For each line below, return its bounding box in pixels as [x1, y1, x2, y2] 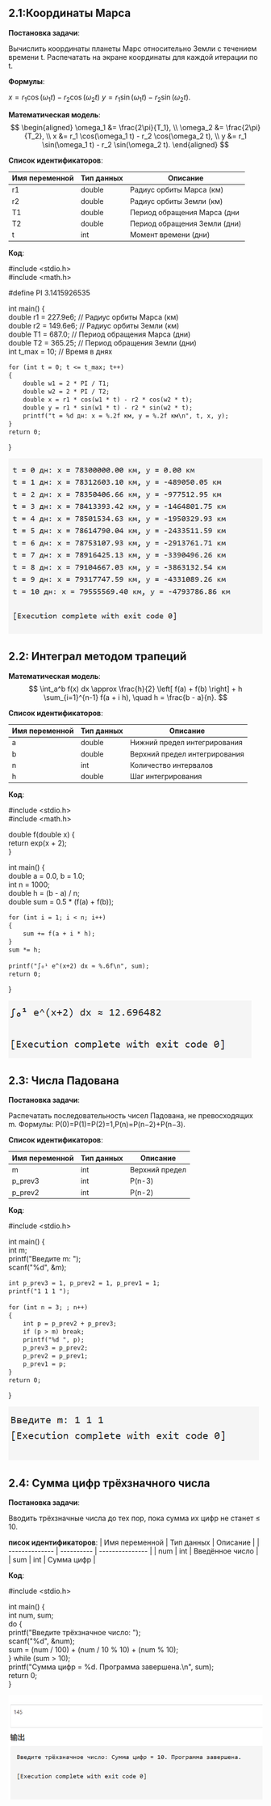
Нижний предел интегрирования [130, 738, 244, 748]
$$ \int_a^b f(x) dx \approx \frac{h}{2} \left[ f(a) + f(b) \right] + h [28, 684, 243, 693]
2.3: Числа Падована [8, 1074, 119, 1087]
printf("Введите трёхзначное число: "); [8, 1627, 141, 1637]
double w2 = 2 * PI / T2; [23, 388, 110, 396]
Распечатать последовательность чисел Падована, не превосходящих [8, 1111, 254, 1121]
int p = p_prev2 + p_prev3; [23, 1320, 117, 1328]
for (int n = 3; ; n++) [8, 1304, 89, 1312]
